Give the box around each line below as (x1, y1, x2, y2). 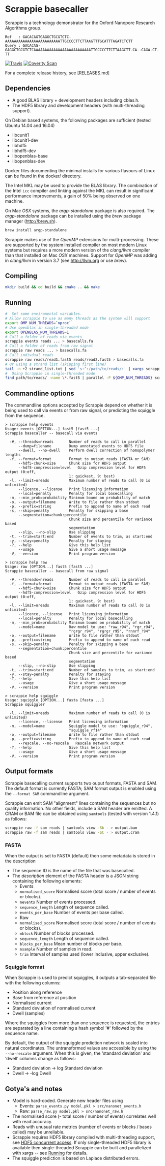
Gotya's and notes (5, 1084, 62, 1093)
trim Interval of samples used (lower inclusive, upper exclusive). (19, 951, 150, 957)
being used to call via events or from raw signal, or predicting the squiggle (5, 408, 156, 413)
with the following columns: (5, 980, 61, 986)
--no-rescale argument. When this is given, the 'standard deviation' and (5, 1050, 151, 1056)
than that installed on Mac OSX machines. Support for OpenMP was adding (5, 252, 158, 258)
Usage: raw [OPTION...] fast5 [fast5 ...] (5, 565, 93, 569)
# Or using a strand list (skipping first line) (5, 362, 107, 367)
